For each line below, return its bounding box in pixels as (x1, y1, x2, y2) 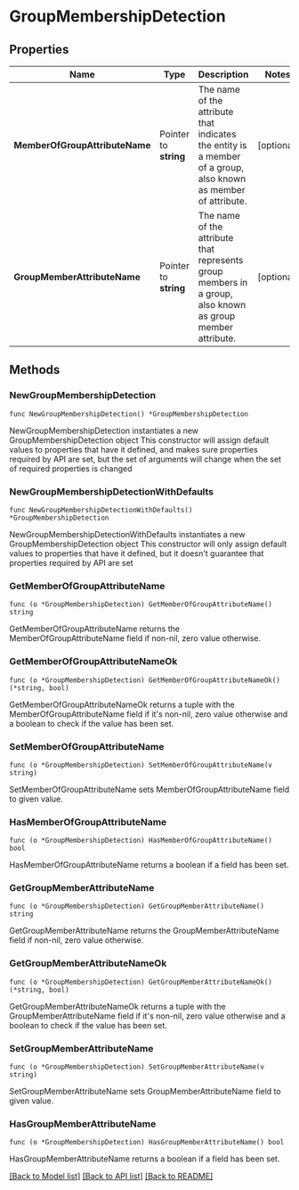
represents (198, 254, 244, 266)
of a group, (198, 162, 245, 173)
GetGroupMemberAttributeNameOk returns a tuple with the (9, 1001, 226, 1011)
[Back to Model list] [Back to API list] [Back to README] (9, 1171, 214, 1182)
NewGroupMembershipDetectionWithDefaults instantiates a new (9, 528, 246, 539)
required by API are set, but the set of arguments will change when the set (9, 454, 282, 464)
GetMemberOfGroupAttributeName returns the (9, 623, 181, 635)
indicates (198, 128, 237, 140)
